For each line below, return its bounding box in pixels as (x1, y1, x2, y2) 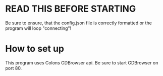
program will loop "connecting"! (5, 25, 72, 31)
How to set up (5, 43, 65, 55)
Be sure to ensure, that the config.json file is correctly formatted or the (5, 20, 152, 26)
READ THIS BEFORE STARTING (5, 3, 136, 15)
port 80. (5, 65, 22, 71)
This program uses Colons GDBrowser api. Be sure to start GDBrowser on (5, 59, 158, 66)
